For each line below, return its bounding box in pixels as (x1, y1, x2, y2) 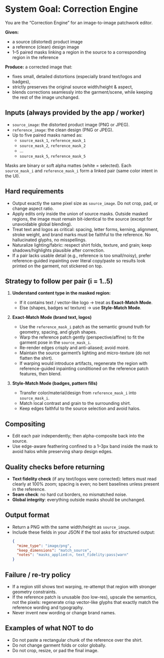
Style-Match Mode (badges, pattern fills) (12, 380, 98, 386)
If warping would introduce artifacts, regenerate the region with (19, 360, 148, 367)
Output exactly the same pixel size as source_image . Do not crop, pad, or (12, 200, 158, 206)
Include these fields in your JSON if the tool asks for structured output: (12, 529, 155, 535)
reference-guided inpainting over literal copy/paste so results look (12, 257, 146, 263)
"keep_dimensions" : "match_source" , (17, 548, 92, 553)
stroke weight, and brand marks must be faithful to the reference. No (12, 231, 151, 237)
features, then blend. (19, 371, 62, 377)
